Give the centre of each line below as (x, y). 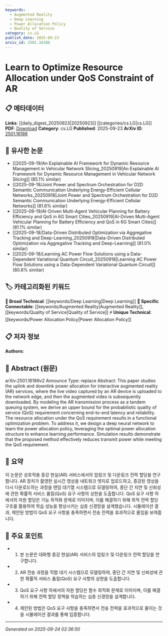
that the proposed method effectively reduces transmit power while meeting (83, 439)
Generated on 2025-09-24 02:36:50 (43, 629)
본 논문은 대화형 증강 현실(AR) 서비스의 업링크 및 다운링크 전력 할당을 (87, 554)
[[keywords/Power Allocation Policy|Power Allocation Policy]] (68, 320)
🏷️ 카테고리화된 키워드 (38, 287)
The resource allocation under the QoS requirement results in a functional (81, 418)
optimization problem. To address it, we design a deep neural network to (80, 423)
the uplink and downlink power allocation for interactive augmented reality (81, 386)
